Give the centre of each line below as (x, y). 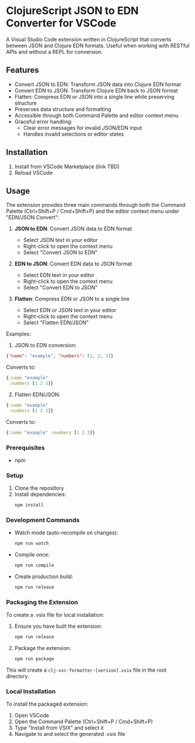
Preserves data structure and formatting (63, 109)
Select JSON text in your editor (60, 240)
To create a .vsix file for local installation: (55, 615)
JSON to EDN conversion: (46, 345)
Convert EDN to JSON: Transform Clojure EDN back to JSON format (96, 90)
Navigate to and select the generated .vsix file (70, 734)
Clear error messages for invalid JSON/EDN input (83, 127)
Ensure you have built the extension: (58, 626)
